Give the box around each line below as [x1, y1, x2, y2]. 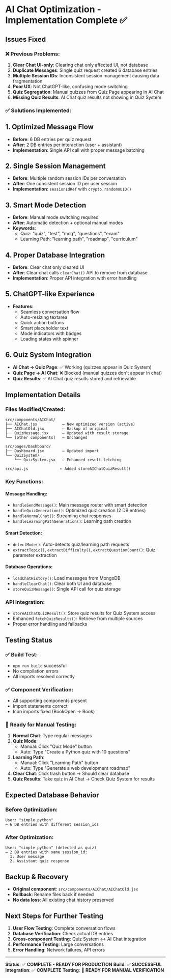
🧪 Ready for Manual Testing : [5, 721, 77, 729]
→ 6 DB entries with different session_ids [5, 822, 99, 827]
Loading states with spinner [20, 336, 79, 342]
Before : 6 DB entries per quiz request [12, 136, 92, 142]
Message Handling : [5, 490, 47, 497]
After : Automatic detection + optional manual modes [12, 220, 123, 226]
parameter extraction [12, 552, 57, 558]
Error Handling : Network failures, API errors [12, 947, 105, 953]
